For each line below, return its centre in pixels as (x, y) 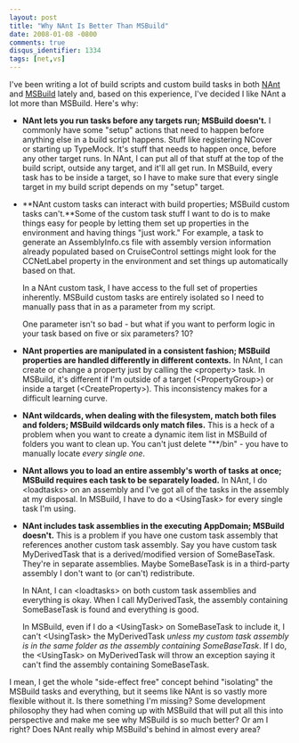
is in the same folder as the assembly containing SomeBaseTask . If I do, (154, 646)
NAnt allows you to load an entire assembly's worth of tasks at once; (152, 471)
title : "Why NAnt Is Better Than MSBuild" (89, 26)
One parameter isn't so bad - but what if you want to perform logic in (149, 324)
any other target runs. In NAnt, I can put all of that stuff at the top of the (153, 158)
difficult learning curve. (65, 398)
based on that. (48, 270)
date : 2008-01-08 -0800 (53, 34)
